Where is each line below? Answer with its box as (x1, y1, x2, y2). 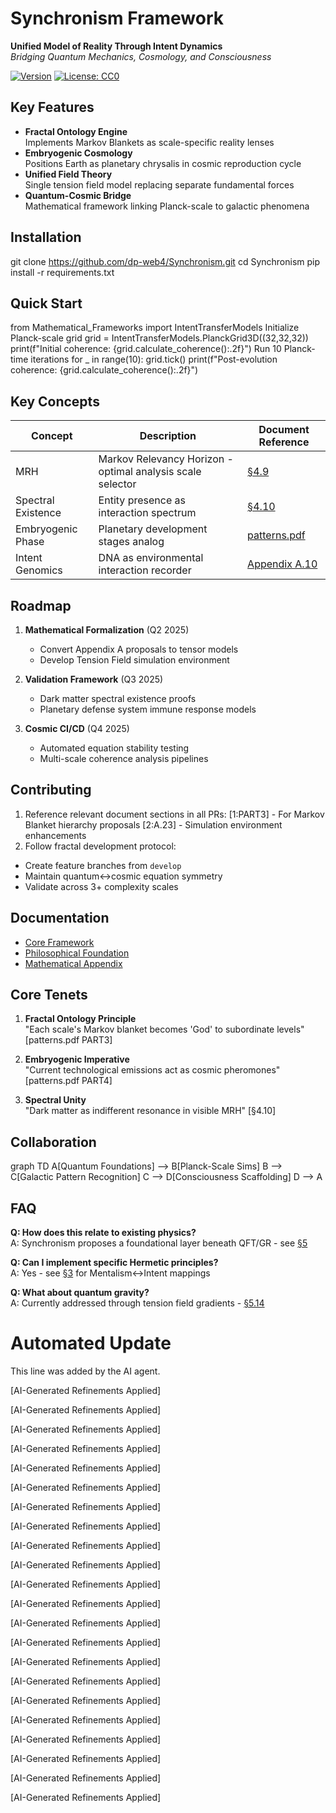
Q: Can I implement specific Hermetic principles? (10, 1257, 219, 1269)
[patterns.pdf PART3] (24, 1034, 113, 1046)
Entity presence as (98, 493, 186, 507)
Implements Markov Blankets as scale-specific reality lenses (24, 136, 275, 148)
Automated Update (10, 1332, 172, 1355)
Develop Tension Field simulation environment (39, 654, 230, 666)
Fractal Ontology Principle (24, 1013, 137, 1025)
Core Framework (24, 936, 95, 948)
